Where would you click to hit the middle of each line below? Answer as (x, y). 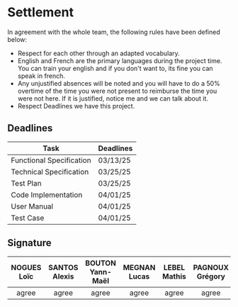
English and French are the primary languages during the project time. (120, 60)
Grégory (211, 276)
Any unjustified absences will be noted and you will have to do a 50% (119, 83)
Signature (29, 243)
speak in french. (41, 76)
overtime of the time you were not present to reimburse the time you (117, 91)
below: (17, 39)
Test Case (28, 218)
